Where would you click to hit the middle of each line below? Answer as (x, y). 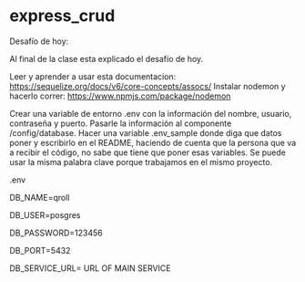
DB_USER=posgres (45, 214)
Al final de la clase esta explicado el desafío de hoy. (107, 58)
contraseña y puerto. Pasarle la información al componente (121, 123)
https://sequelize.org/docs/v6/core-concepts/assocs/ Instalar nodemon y (147, 86)
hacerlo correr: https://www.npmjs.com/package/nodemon (120, 96)
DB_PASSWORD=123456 (56, 233)
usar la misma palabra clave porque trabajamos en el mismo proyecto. (141, 162)
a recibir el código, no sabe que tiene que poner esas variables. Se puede (148, 152)
